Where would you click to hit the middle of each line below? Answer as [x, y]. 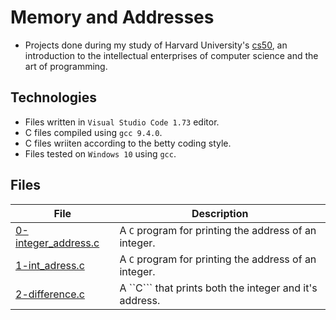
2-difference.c [50, 294]
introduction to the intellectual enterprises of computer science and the [171, 55]
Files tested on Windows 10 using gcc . [100, 153]
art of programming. [66, 66]
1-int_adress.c [50, 265]
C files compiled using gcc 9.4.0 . [93, 132]
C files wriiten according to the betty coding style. [128, 143]
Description [220, 213]
